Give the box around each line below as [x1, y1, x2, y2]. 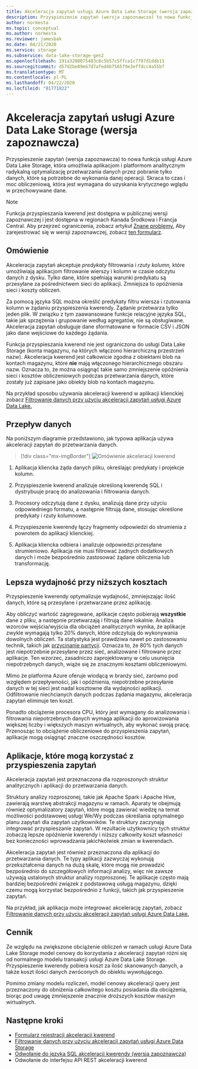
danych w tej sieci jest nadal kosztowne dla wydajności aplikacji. [6, 685, 163, 692]
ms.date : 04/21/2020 [6, 42, 57, 48]
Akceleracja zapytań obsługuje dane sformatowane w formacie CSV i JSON [6, 323, 190, 330]
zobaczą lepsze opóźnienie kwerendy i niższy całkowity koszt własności [6, 831, 183, 838]
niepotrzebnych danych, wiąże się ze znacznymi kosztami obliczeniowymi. [6, 661, 187, 668]
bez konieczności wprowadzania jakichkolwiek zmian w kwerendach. [6, 838, 174, 845]
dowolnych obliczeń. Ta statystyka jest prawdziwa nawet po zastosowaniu [6, 636, 187, 643]
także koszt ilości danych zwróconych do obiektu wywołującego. [6, 968, 164, 975]
